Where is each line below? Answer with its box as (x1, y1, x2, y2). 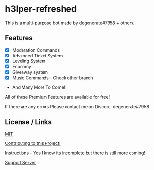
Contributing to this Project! (5, 140, 61, 146)
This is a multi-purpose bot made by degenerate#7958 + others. (5, 20, 135, 26)
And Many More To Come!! (12, 85, 67, 90)
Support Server (5, 159, 36, 165)
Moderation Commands (12, 47, 60, 53)
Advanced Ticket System (12, 53, 63, 58)
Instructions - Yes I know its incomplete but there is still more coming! (5, 150, 146, 156)
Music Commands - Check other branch (12, 75, 94, 81)
